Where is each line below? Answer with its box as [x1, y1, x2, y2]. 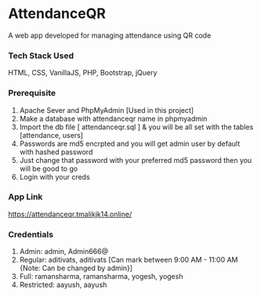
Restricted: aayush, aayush [19, 280, 107, 290]
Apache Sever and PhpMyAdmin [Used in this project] [19, 105, 194, 114]
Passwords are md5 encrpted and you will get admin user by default [19, 139, 241, 148]
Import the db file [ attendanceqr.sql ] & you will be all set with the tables [19, 122, 254, 132]
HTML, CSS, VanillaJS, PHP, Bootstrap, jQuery [8, 68, 158, 78]
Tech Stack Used [8, 50, 74, 61]
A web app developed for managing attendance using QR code [8, 31, 212, 40]
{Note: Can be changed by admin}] [19, 263, 133, 273]
